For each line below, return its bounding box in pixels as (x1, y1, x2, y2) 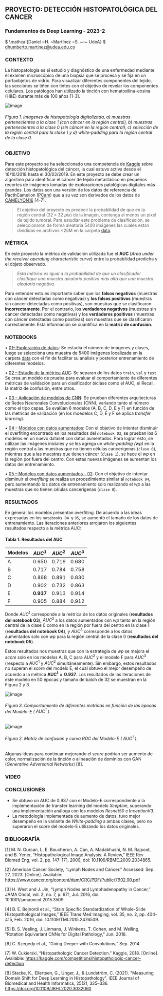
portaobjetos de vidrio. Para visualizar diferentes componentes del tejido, (5, 77, 152, 84)
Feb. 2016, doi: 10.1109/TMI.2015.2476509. (14, 917, 100, 923)
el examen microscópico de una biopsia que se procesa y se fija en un (5, 72, 146, 78)
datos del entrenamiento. (5, 462, 55, 467)
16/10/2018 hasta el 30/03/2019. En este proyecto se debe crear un (5, 171, 140, 177)
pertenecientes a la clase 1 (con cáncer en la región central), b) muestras (5, 119, 152, 125)
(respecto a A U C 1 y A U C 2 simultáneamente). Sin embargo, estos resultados (5, 659, 157, 666)
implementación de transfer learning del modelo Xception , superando (12, 803, 152, 808)
